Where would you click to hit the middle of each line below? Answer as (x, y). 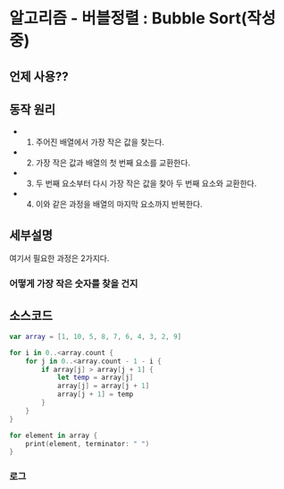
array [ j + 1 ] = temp (95, 394)
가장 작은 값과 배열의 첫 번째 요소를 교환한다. (113, 163)
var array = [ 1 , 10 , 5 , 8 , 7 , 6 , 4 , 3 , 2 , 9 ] (96, 336)
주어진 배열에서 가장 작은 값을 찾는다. (100, 142)
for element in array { (54, 435)
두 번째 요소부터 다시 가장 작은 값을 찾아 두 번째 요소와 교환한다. (146, 183)
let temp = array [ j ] (95, 378)
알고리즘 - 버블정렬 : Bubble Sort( (128, 18)
